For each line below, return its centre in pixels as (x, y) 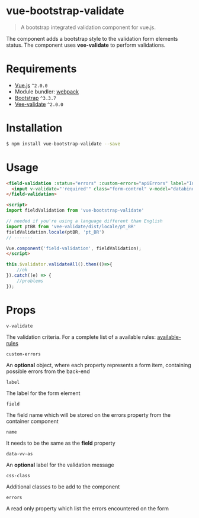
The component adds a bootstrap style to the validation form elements (92, 38)
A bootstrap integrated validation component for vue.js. (88, 27)
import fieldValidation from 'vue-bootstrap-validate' (75, 211)
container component (33, 421)
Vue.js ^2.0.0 (31, 85)
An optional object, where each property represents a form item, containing (99, 365)
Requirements (41, 69)
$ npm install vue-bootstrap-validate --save (63, 144)
